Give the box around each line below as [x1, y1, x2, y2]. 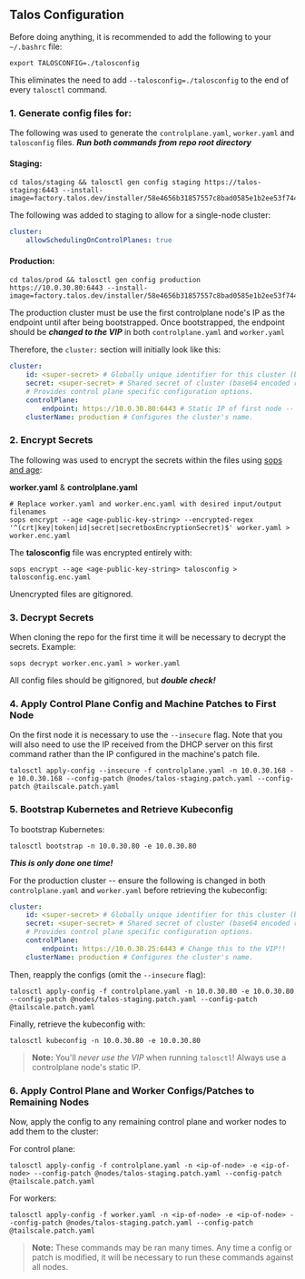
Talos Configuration [9, 7, 124, 23]
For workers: [9, 1193, 57, 1204]
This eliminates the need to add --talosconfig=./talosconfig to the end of [9, 74, 289, 85]
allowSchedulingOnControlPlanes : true [25, 236, 172, 245]
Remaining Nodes [9, 1096, 89, 1108]
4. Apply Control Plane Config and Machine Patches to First [9, 697, 277, 710]
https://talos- [203, 178, 261, 187]
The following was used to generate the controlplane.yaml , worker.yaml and [9, 127, 295, 139]
